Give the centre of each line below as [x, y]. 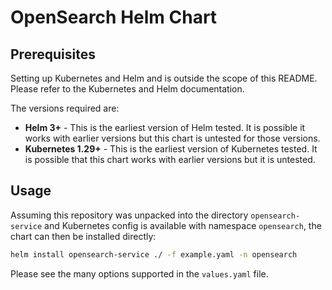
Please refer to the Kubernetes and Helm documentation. [127, 89]
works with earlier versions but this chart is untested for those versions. [172, 138]
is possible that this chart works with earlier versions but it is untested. [170, 159]
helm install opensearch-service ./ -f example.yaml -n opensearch [154, 254]
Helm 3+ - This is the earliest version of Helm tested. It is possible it [165, 127]
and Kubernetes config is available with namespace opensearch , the [183, 225]
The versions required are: [65, 108]
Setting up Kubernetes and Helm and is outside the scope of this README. [164, 78]
